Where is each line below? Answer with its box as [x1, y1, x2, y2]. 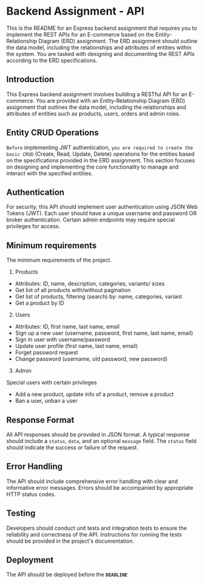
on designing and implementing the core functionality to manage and [6, 163, 179, 170]
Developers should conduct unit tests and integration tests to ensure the [6, 524, 187, 532]
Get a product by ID [15, 299, 65, 307]
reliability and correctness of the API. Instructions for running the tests [6, 530, 182, 538]
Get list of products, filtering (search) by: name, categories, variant [15, 293, 182, 301]
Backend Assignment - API [6, 4, 144, 18]
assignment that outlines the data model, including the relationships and [6, 103, 186, 111]
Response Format [6, 415, 75, 425]
